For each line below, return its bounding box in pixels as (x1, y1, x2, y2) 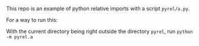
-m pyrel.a (6, 34, 33, 40)
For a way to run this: (6, 17, 58, 23)
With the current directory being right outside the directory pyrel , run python (6, 28, 193, 35)
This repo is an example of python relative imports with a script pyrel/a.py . (6, 5, 190, 12)
